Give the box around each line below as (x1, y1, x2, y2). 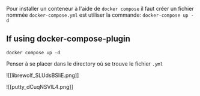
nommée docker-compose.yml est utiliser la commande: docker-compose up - (6, 11, 194, 18)
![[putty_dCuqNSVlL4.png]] (6, 83, 74, 90)
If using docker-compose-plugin (6, 34, 131, 44)
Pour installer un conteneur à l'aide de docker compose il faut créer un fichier (6, 5, 194, 12)
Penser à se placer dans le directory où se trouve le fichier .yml (6, 60, 163, 67)
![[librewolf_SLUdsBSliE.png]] (6, 72, 79, 79)
